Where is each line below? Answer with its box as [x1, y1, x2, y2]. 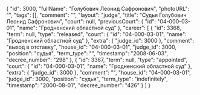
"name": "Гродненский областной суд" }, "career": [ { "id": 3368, [16, 24, 181, 31]
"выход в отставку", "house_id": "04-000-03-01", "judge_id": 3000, [6, 43, 177, 51]
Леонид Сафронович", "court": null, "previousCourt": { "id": [6, 18, 156, 25]
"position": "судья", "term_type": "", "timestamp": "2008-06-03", [6, 50, 168, 57]
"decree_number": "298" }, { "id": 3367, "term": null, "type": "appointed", [6, 57, 188, 63]
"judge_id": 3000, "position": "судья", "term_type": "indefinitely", [6, 75, 168, 82]
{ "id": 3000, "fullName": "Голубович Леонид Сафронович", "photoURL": [6, 5, 190, 12]
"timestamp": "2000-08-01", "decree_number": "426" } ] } [6, 82, 151, 89]
